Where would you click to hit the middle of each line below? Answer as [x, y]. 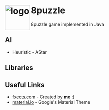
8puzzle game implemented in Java [68, 24]
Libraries [19, 68]
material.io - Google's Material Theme [51, 102]
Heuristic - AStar [30, 52]
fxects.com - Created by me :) [43, 97]
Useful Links [25, 85]
